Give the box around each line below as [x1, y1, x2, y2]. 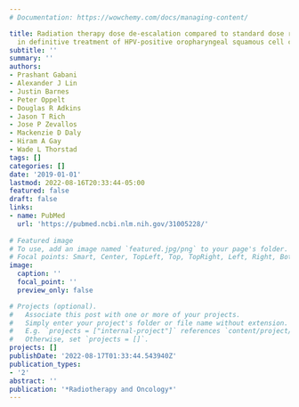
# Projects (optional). [9, 302, 98, 311]
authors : [9, 62, 42, 71]
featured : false [9, 186, 69, 196]
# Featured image [9, 236, 74, 245]
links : [9, 203, 34, 212]
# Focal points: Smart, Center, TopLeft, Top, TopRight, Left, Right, [9, 253, 277, 262]
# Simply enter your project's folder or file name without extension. [9, 318, 289, 328]
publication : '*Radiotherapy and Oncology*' [9, 385, 177, 394]
